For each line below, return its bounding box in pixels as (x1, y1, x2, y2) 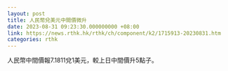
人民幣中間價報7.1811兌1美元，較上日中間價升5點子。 (7, 56, 158, 65)
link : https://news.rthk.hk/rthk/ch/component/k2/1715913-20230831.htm (7, 29, 221, 37)
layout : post (7, 10, 46, 17)
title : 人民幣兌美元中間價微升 (7, 17, 87, 24)
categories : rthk (7, 36, 58, 43)
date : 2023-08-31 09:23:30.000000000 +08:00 (7, 23, 140, 30)
